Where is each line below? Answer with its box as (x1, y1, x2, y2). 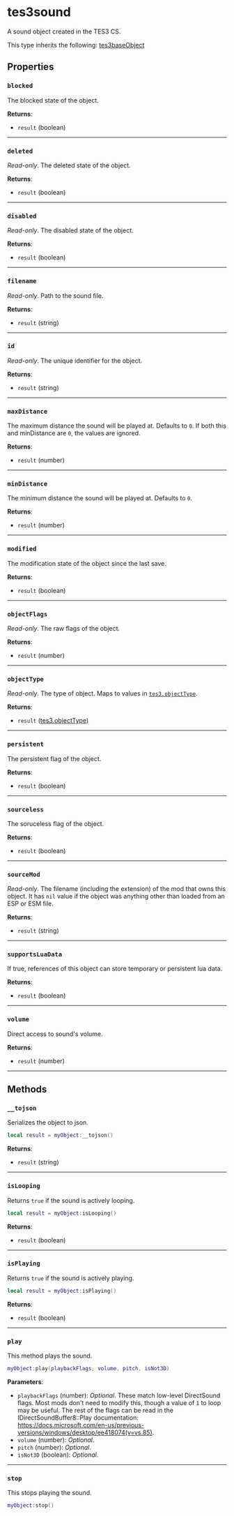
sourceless (7, 805, 44, 813)
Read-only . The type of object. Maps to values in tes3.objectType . (7, 689, 198, 698)
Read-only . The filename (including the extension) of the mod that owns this (7, 885, 226, 893)
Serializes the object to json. (7, 1118, 88, 1127)
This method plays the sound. (7, 1351, 93, 1360)
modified (7, 545, 37, 553)
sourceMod (7, 870, 40, 878)
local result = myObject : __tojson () (7, 1132, 114, 1139)
